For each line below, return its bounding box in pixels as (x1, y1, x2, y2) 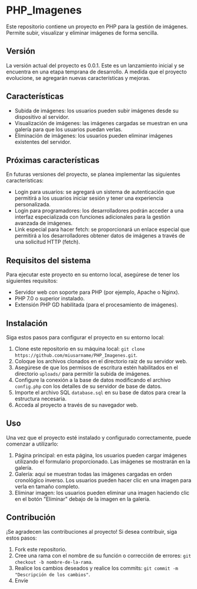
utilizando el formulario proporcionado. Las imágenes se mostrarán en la (14, 458, 191, 465)
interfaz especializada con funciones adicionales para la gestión (14, 213, 171, 220)
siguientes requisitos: (6, 277, 58, 285)
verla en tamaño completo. (14, 483, 80, 490)
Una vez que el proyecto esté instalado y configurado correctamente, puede (6, 434, 191, 441)
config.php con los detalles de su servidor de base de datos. (14, 383, 162, 390)
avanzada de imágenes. (14, 220, 73, 227)
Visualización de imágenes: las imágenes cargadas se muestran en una (14, 119, 188, 126)
